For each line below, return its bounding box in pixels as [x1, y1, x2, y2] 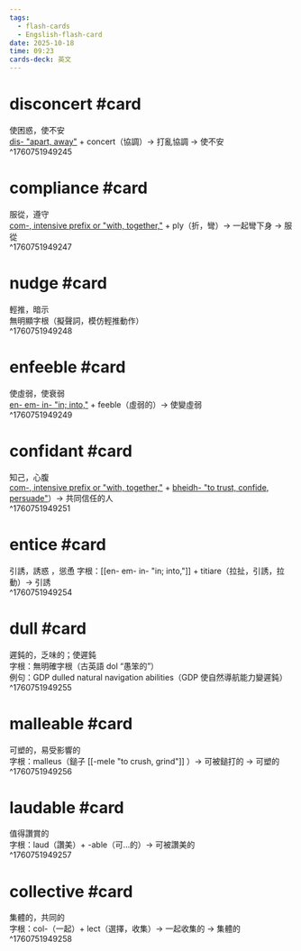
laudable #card [9, 797, 124, 818]
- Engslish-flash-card [17, 30, 103, 39]
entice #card [9, 534, 106, 554]
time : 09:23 [9, 47, 54, 56]
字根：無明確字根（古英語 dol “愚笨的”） [9, 660, 160, 672]
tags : [9, 13, 30, 23]
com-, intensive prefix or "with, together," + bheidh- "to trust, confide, [9, 481, 269, 492]
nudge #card [9, 273, 108, 294]
